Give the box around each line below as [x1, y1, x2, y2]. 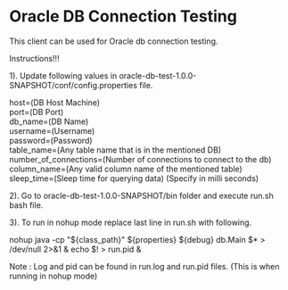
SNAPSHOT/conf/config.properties [9, 79, 138, 90]
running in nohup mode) [9, 270, 98, 281]
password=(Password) [9, 135, 93, 145]
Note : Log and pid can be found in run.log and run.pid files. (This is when [9, 261, 280, 271]
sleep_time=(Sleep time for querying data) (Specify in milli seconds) [9, 172, 259, 184]
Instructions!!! [9, 53, 60, 63]
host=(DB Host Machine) [9, 96, 101, 108]
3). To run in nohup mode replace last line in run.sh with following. [9, 217, 252, 228]
